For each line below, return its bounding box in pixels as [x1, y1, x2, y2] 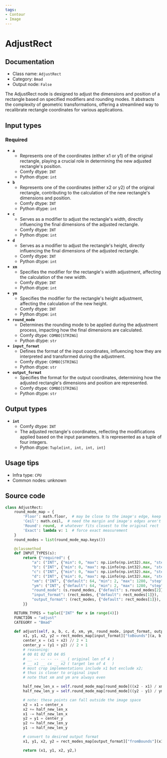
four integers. [19, 439, 48, 445]
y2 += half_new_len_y [23, 721, 68, 726]
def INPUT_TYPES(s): [14, 551, 57, 556]
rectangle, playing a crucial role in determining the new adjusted [19, 158, 152, 164]
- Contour [5, 12, 26, 17]
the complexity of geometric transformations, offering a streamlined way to [5, 101, 159, 107]
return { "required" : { [23, 555, 70, 561]
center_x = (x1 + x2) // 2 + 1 [23, 638, 88, 643]
